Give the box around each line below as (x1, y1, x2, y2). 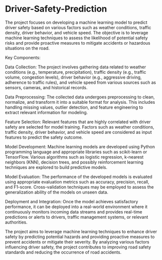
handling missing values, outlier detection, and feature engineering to (5, 104, 144, 110)
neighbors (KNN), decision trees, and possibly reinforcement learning (5, 159, 144, 165)
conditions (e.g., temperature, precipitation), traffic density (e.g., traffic (5, 69, 147, 75)
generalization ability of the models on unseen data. (5, 189, 109, 195)
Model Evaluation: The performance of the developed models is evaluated (5, 174, 152, 179)
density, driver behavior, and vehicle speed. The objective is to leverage (5, 30, 148, 35)
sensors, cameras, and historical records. (5, 84, 88, 90)
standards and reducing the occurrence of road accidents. (5, 249, 122, 255)
